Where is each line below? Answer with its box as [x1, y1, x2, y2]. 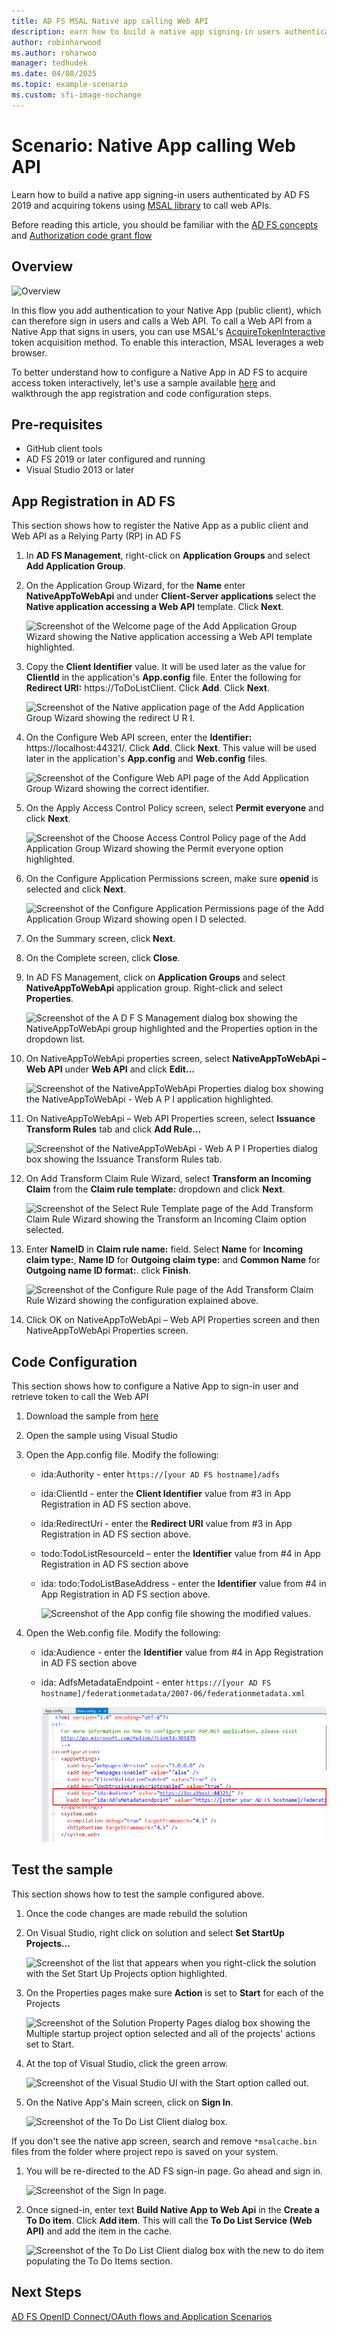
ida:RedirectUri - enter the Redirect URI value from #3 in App [40, 1517, 293, 1529]
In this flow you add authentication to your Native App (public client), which [11, 304, 322, 316]
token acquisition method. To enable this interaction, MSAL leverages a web [11, 336, 324, 348]
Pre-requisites [11, 416, 103, 433]
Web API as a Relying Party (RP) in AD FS [11, 530, 182, 542]
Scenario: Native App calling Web [11, 134, 296, 157]
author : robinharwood [11, 37, 102, 47]
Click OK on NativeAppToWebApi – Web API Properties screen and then [25, 1314, 320, 1326]
